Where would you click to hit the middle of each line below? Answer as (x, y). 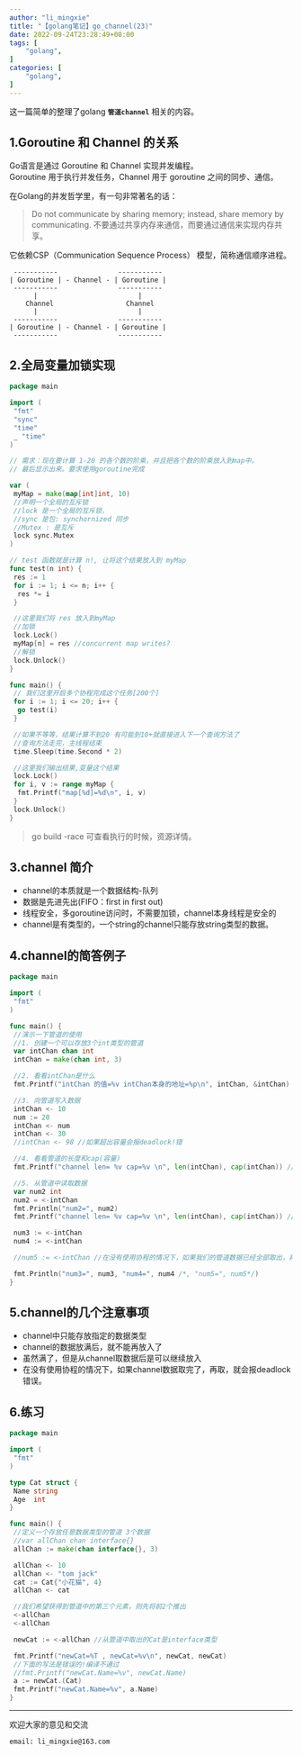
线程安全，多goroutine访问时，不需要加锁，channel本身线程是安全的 (149, 913)
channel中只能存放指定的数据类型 (84, 1336)
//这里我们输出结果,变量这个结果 (66, 768)
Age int (30, 1499)
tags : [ (24, 43)
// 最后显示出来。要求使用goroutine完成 (77, 469)
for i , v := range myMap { (64, 784)
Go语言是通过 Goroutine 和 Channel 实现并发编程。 (104, 166)
